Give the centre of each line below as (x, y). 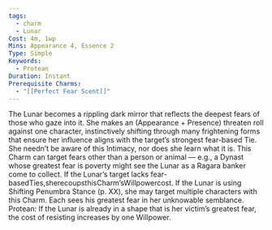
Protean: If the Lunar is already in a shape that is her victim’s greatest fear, (133, 209)
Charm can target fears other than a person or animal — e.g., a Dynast (126, 157)
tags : (17, 16)
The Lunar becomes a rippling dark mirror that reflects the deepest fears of (134, 114)
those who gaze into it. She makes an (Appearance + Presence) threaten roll (136, 123)
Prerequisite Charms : (45, 83)
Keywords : (25, 62)
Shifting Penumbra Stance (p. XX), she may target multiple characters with (133, 192)
